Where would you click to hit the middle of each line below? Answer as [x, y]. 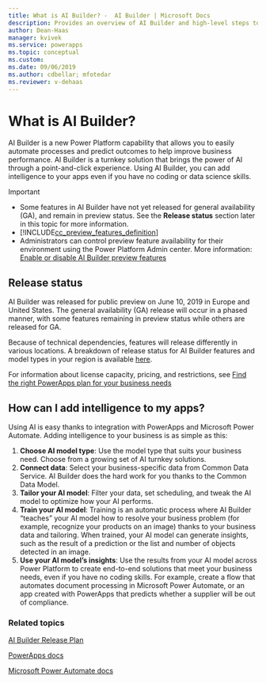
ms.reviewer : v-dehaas [46, 82]
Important [24, 192]
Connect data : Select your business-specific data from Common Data [134, 467]
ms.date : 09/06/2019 [42, 67]
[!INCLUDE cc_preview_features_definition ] [89, 233]
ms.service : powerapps [46, 45]
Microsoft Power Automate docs [61, 671]
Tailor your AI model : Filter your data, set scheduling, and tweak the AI [135, 493]
